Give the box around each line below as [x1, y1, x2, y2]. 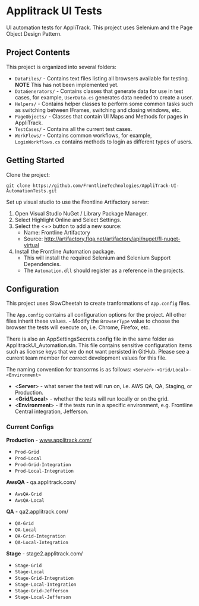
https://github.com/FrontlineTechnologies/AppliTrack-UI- [32, 183, 179, 189]
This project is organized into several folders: [6, 63, 117, 70]
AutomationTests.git [6, 188, 58, 194]
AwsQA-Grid [14, 491, 42, 497]
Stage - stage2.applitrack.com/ [6, 549, 83, 557]
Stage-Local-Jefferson [14, 594, 71, 600]
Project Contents [6, 48, 70, 58]
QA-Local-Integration [14, 539, 68, 545]
